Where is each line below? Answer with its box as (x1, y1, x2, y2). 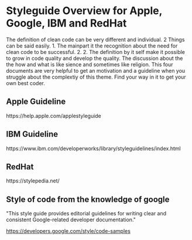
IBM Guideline (6, 129, 59, 139)
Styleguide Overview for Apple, (6, 4, 163, 18)
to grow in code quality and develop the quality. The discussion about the (6, 55, 183, 62)
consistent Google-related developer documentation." (6, 216, 136, 224)
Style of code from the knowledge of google (6, 194, 170, 204)
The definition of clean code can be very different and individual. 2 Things (6, 36, 185, 43)
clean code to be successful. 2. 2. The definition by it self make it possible (6, 48, 186, 55)
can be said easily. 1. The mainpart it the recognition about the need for (6, 42, 178, 49)
